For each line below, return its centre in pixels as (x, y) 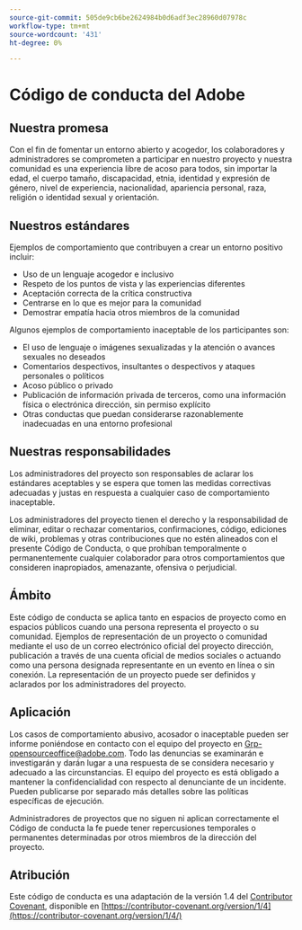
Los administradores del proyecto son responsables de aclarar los (132, 474)
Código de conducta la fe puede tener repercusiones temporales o (133, 828)
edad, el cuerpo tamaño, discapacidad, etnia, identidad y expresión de (140, 178)
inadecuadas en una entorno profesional (97, 424)
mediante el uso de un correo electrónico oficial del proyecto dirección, (142, 646)
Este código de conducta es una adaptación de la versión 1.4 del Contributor (151, 897)
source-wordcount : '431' (56, 34)
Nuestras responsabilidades (90, 452)
